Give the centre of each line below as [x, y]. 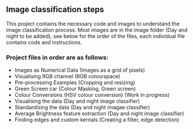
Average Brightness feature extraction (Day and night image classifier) [99, 114]
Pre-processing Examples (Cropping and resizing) [75, 83]
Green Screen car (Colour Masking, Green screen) [75, 89]
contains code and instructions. [44, 42]
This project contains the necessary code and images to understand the [93, 23]
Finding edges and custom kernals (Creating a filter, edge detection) [97, 120]
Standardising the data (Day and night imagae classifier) [82, 107]
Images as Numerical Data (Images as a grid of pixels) [80, 70]
